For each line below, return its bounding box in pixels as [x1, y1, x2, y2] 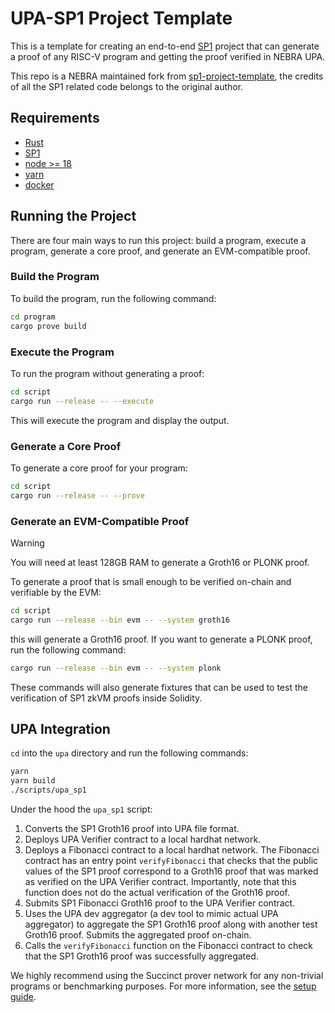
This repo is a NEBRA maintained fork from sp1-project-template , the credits [10, 70, 324, 82]
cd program [10, 312, 56, 322]
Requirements [10, 110, 100, 127]
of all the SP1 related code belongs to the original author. [10, 80, 244, 92]
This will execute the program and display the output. [10, 414, 230, 426]
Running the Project [10, 208, 137, 225]
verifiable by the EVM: [10, 587, 102, 598]
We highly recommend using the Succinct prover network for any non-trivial [10, 970, 324, 982]
